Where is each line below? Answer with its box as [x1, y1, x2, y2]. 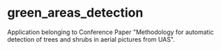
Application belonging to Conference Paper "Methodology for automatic [7, 28, 214, 36]
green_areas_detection [7, 5, 144, 21]
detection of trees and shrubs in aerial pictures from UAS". [7, 35, 176, 43]
